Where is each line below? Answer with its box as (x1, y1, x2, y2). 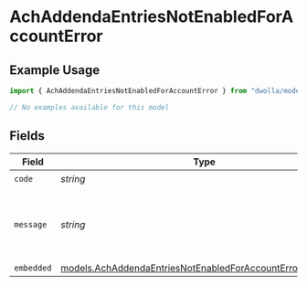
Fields (9, 128, 46, 143)
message (14, 219, 48, 229)
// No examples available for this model (9, 102, 170, 111)
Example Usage (9, 62, 101, 78)
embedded (14, 262, 52, 273)
